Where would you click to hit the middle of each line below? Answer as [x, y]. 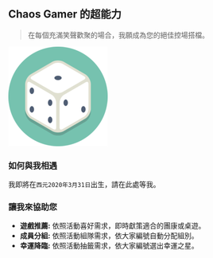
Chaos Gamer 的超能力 [65, 14]
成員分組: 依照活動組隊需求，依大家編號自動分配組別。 [109, 236]
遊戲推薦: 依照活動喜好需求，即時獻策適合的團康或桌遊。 [112, 226]
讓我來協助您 [33, 207]
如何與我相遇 [33, 166]
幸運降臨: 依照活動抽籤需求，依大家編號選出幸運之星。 [109, 246]
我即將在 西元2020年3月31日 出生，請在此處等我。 [84, 185]
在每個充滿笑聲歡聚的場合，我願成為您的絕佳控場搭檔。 [118, 35]
